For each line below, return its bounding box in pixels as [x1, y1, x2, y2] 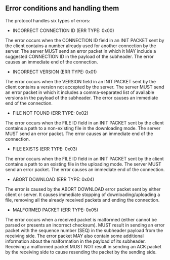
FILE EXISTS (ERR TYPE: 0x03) [12, 146, 77, 152]
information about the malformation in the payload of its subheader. [5, 238, 146, 244]
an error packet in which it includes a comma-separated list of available [5, 89, 154, 95]
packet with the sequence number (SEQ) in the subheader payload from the [5, 227, 163, 233]
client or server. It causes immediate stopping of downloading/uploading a [5, 191, 160, 198]
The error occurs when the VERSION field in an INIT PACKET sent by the [5, 78, 156, 84]
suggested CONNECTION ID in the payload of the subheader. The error [5, 53, 154, 59]
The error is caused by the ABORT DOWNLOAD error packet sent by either [5, 186, 161, 192]
